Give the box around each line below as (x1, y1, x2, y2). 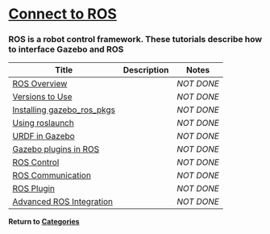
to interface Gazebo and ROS (8, 44, 124, 55)
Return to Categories (8, 217, 80, 227)
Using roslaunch (12, 118, 74, 129)
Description (123, 65, 169, 76)
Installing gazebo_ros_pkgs (12, 104, 115, 115)
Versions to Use (12, 91, 73, 102)
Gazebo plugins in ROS (12, 144, 99, 155)
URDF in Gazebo (12, 131, 75, 142)
